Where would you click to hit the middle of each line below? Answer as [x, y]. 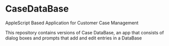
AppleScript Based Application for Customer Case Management [72, 23]
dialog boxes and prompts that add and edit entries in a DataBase [74, 38]
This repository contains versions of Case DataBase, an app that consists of [84, 32]
